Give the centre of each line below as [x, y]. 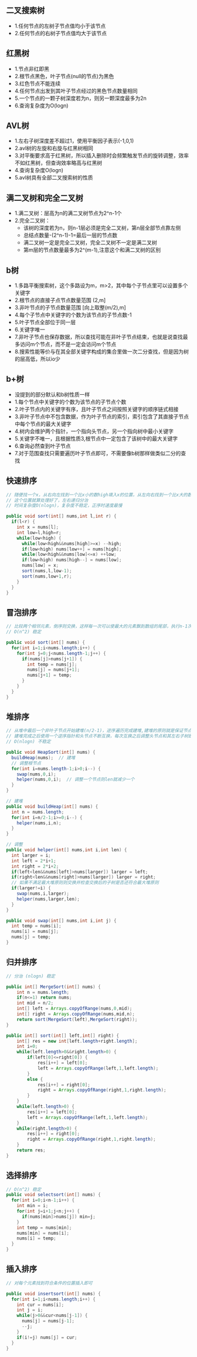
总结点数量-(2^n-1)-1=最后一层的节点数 [70, 235]
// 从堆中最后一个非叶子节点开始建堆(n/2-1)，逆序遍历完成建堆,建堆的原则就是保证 [95, 731]
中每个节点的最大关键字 [43, 424]
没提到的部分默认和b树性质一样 [52, 394]
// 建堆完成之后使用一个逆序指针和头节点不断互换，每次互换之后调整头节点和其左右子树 [97, 736]
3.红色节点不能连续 [38, 83]
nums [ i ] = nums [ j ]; [35, 932]
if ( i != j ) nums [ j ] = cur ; [47, 1337]
